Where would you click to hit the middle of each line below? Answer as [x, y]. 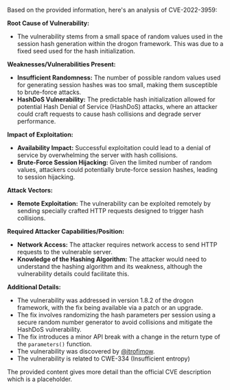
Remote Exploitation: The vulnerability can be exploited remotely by [114, 204]
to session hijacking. [46, 177]
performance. [36, 121]
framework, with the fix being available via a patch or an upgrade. [110, 307]
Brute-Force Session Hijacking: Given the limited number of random [114, 162]
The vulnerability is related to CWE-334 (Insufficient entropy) [103, 358]
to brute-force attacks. [49, 92]
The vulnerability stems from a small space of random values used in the [120, 36]
